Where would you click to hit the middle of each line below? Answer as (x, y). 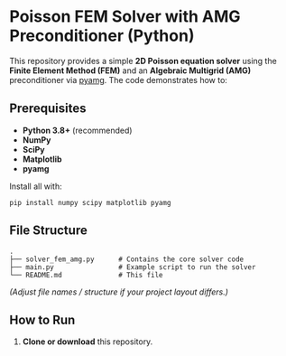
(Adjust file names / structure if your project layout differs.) (119, 292)
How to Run (42, 319)
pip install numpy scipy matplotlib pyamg (90, 202)
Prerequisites (48, 109)
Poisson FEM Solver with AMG (125, 17)
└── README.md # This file (87, 275)
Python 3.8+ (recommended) (77, 130)
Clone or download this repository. (88, 342)
